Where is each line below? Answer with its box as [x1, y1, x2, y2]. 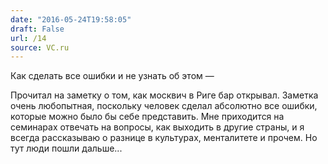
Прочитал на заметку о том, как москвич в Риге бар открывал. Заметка [10, 89, 319, 101]
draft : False [10, 24, 65, 34]
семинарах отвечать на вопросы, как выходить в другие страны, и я [10, 121, 305, 133]
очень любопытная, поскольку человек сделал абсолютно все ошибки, [10, 100, 318, 112]
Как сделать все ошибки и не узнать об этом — [10, 70, 215, 82]
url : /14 [10, 33, 47, 43]
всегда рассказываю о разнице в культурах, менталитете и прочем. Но [10, 132, 318, 144]
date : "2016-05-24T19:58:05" [10, 14, 132, 25]
